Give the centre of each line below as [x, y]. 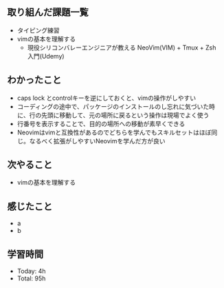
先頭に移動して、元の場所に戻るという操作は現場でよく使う [125, 115]
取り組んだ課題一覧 [48, 12]
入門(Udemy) [46, 56]
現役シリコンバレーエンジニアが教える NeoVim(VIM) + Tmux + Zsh [122, 48]
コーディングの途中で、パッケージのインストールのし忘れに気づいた [113, 106]
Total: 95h [31, 278]
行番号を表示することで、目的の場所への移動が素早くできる [101, 123]
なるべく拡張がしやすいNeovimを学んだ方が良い [98, 141]
